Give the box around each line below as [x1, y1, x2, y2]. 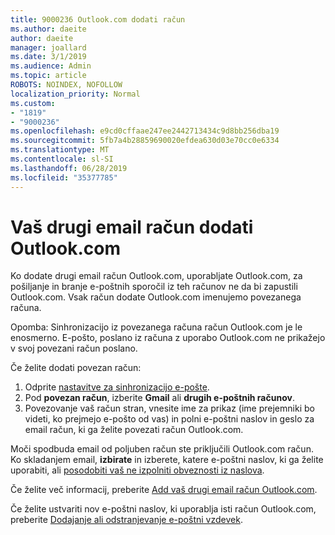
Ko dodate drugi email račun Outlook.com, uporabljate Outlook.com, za [10, 270, 303, 282]
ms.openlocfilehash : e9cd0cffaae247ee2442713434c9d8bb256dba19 [10, 126, 280, 136]
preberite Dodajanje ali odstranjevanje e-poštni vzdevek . [10, 514, 243, 526]
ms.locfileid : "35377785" [10, 172, 118, 183]
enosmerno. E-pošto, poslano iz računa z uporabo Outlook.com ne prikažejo [10, 332, 326, 344]
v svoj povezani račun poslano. [10, 342, 138, 355]
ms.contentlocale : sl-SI [10, 154, 114, 164]
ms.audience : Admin [10, 61, 92, 71]
